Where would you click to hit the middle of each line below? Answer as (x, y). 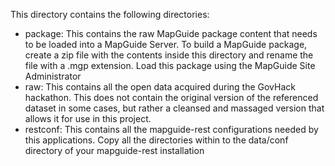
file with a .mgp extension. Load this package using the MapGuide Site (170, 65)
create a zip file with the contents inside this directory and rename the (169, 55)
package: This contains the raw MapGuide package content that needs (171, 33)
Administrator (53, 76)
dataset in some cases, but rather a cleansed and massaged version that (174, 108)
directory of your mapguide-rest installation (114, 150)
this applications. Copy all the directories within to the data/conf (156, 140)
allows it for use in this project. (88, 118)
